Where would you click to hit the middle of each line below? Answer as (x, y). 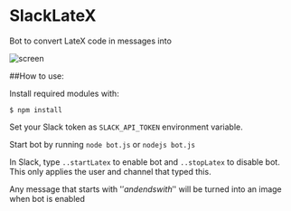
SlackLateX (53, 16)
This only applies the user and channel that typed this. (110, 171)
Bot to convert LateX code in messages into (90, 41)
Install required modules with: (64, 93)
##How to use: (37, 76)
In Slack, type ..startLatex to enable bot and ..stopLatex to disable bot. (145, 162)
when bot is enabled (47, 198)
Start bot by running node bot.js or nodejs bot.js (103, 144)
